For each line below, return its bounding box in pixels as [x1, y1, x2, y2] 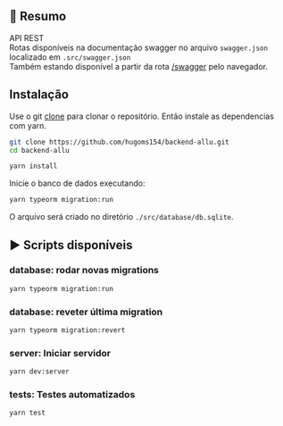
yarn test [9, 408, 46, 418]
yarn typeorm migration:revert [9, 325, 126, 335]
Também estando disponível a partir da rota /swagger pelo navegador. [9, 61, 268, 71]
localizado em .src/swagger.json [9, 51, 131, 63]
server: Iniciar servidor [9, 347, 112, 359]
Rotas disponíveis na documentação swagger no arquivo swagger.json [9, 42, 269, 53]
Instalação [9, 87, 70, 103]
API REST [9, 32, 45, 43]
